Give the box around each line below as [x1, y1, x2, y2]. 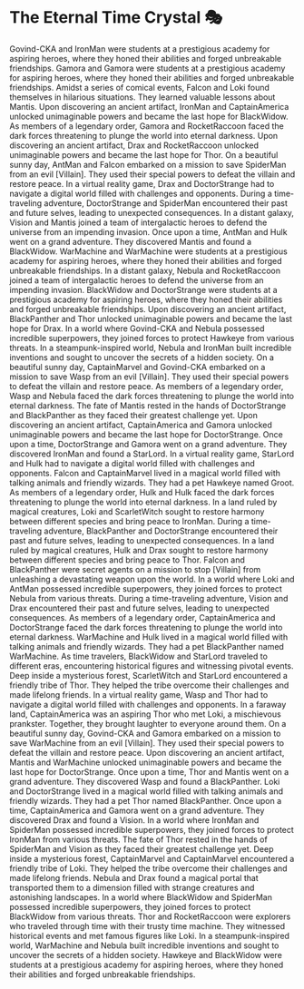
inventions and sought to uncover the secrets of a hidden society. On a [9, 351, 275, 363]
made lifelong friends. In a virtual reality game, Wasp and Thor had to [9, 689, 269, 700]
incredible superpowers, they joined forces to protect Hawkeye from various [9, 332, 295, 343]
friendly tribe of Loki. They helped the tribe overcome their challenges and [9, 863, 288, 874]
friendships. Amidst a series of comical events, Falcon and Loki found [9, 82, 270, 93]
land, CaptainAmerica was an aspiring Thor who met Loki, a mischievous [9, 709, 281, 720]
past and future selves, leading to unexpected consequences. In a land [9, 534, 275, 545]
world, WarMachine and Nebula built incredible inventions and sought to [9, 940, 279, 951]
